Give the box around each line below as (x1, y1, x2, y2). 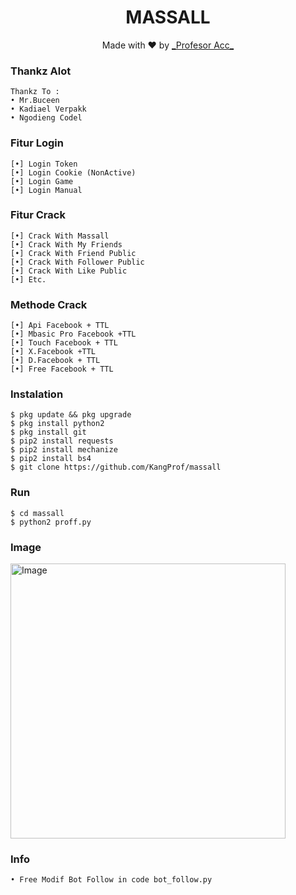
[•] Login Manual (10, 185, 83, 195)
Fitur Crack (10, 208, 66, 222)
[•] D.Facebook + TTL (10, 356, 101, 366)
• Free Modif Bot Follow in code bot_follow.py (10, 875, 213, 885)
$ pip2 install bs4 (10, 454, 92, 464)
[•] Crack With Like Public (10, 266, 128, 276)
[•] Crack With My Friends (10, 239, 123, 250)
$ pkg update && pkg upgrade (10, 410, 132, 420)
